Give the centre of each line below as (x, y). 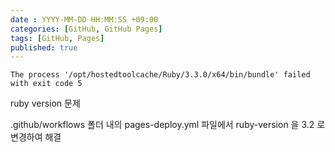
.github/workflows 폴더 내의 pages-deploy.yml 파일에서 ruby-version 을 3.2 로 (168, 125)
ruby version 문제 (45, 103)
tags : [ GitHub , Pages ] (57, 38)
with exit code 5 (46, 84)
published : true (44, 47)
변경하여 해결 (36, 137)
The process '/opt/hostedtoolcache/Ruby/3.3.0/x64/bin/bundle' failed (160, 75)
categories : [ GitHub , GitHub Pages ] (86, 29)
